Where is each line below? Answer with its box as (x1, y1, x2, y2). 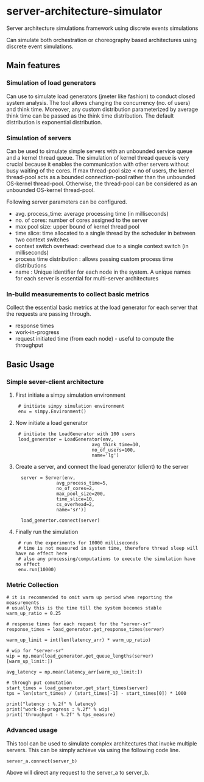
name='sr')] (56, 507, 86, 513)
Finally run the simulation (15, 528, 79, 535)
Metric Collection (6, 580, 59, 589)
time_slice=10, (56, 496, 95, 502)
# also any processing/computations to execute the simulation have (18, 556, 196, 562)
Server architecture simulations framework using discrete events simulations (6, 24, 199, 32)
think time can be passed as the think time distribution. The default (6, 112, 174, 119)
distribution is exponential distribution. (6, 118, 102, 126)
